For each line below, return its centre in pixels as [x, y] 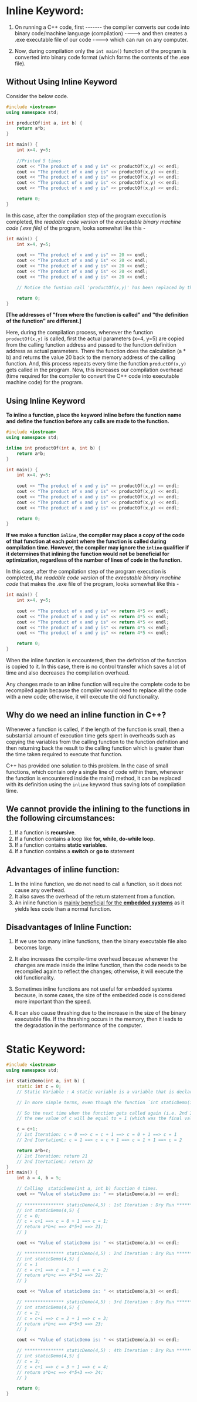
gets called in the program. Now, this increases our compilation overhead [94, 370]
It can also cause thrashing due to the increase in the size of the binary [100, 1013]
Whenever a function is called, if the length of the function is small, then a [95, 729]
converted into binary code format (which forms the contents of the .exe [102, 57]
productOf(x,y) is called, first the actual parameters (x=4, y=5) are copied [95, 338]
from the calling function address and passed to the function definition [91, 345]
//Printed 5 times [39, 161]
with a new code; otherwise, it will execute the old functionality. [83, 697]
